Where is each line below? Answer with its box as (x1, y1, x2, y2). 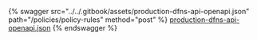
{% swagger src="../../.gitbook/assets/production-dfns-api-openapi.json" (8, 7, 250, 16)
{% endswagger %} (52, 24, 118, 32)
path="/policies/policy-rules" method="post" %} (8, 15, 168, 24)
